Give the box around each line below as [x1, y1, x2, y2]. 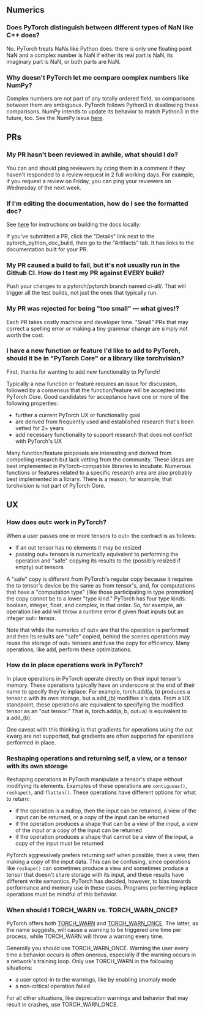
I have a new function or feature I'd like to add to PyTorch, [6, 346, 181, 355]
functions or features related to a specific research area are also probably [6, 469, 193, 476]
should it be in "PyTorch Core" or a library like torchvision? [6, 354, 185, 363]
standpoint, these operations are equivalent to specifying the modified [6, 701, 184, 708]
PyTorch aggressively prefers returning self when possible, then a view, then [6, 852, 199, 859]
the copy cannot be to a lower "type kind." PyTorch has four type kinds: [6, 594, 187, 602]
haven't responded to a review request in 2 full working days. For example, [6, 171, 195, 178]
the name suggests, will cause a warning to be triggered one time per [6, 926, 182, 934]
